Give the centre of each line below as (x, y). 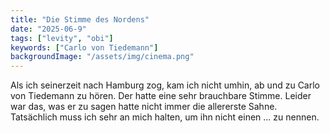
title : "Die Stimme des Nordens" (80, 19)
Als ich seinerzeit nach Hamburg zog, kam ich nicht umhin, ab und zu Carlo (165, 85)
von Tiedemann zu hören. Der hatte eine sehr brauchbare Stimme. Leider (161, 96)
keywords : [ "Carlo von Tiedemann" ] (84, 47)
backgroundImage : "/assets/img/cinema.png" (102, 57)
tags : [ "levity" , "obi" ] (62, 38)
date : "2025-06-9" (48, 29)
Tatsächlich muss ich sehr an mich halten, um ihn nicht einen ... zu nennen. (165, 117)
